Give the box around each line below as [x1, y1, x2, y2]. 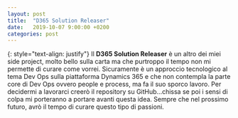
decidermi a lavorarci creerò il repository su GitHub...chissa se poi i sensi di [7, 87, 229, 96]
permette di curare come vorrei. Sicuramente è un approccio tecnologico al [7, 65, 228, 73]
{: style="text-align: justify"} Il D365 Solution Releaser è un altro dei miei [7, 50, 222, 58]
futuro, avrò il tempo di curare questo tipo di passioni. [7, 102, 165, 111]
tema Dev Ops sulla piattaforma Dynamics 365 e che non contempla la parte [7, 73, 231, 81]
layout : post [7, 10, 46, 18]
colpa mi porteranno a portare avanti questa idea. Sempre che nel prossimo [7, 95, 229, 104]
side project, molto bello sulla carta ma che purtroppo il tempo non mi [7, 58, 211, 66]
